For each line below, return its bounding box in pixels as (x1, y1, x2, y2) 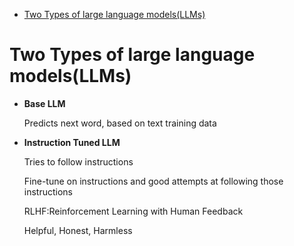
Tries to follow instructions (23, 155, 134, 168)
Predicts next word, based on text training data (23, 117, 217, 129)
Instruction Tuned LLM (23, 136, 121, 148)
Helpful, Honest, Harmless (23, 224, 133, 236)
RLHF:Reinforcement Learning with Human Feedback (23, 205, 244, 217)
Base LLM (23, 97, 66, 109)
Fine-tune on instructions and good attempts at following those (23, 175, 284, 187)
